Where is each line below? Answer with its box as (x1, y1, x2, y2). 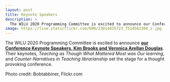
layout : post (5, 7, 33, 13)
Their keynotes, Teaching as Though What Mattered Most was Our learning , (5, 51, 165, 57)
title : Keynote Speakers (5, 12, 58, 17)
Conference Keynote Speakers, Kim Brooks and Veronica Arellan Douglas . (5, 45, 164, 51)
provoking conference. (5, 61, 53, 67)
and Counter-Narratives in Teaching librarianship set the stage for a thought (5, 56, 164, 62)
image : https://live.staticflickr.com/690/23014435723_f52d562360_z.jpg (5, 26, 162, 31)
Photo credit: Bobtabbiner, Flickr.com (5, 71, 82, 77)
